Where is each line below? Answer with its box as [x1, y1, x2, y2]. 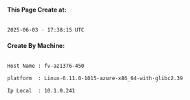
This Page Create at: [7, 5, 67, 14]
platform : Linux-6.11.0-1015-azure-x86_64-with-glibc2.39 [7, 75, 184, 82]
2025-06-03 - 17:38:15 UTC [7, 27, 85, 34]
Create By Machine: [7, 41, 65, 49]
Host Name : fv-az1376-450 [7, 62, 85, 70]
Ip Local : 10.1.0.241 [7, 88, 76, 95]
